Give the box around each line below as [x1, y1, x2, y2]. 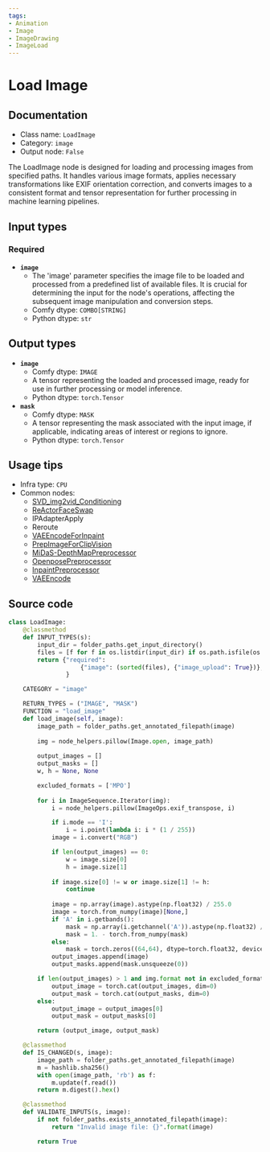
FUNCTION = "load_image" [22, 707, 106, 715]
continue [65, 886, 95, 894]
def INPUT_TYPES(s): [22, 633, 92, 641]
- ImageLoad [8, 42, 48, 50]
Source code [8, 597, 74, 611]
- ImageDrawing [8, 34, 59, 43]
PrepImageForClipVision [31, 540, 112, 549]
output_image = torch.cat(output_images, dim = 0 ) [51, 982, 218, 990]
